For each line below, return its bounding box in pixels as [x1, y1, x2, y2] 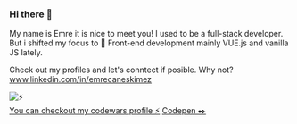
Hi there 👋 [9, 8, 54, 21]
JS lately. [9, 47, 43, 58]
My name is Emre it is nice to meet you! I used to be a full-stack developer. [9, 29, 284, 39]
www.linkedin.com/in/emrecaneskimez [9, 74, 153, 85]
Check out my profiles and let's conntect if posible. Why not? [9, 64, 234, 75]
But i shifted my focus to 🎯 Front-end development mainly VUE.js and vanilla [9, 37, 289, 48]
